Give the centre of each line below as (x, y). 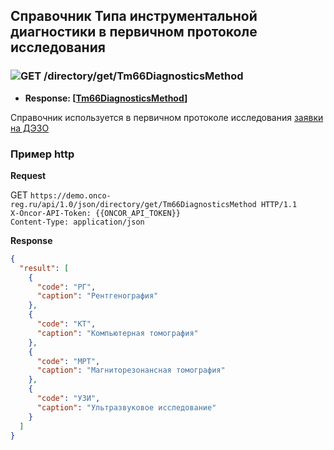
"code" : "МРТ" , (68, 361)
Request (28, 175)
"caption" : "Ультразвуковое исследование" (126, 407)
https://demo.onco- (70, 195)
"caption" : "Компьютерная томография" (117, 333)
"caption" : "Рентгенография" (97, 296)
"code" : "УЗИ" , (68, 399)
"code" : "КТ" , (66, 324)
